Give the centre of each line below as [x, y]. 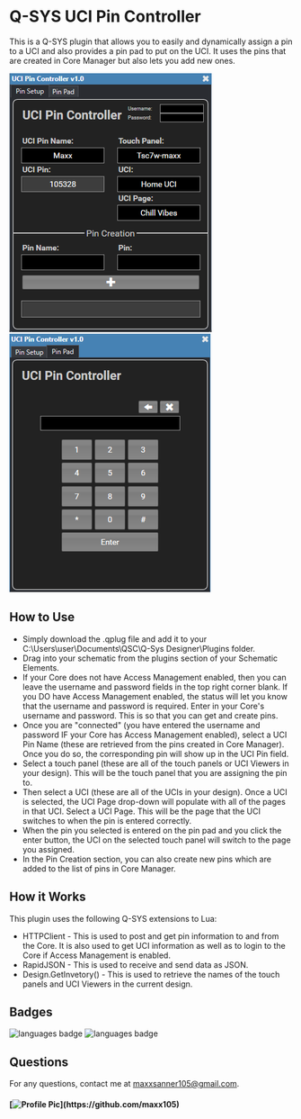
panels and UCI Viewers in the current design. [107, 984]
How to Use [42, 617]
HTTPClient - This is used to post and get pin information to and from [150, 936]
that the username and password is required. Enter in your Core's [143, 706]
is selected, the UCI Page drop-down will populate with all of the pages [154, 801]
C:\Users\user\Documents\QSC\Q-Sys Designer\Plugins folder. [139, 648]
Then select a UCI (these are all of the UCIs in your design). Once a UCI [155, 792]
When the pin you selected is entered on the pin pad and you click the [152, 830]
